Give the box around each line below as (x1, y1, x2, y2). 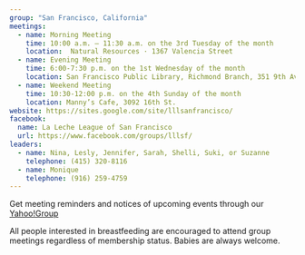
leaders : (9, 140, 43, 149)
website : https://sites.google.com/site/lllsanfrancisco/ (9, 106, 233, 115)
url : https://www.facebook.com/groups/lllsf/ (17, 132, 193, 141)
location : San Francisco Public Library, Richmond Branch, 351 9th (25, 73, 286, 82)
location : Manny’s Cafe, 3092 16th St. (25, 97, 177, 107)
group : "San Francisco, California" (9, 13, 148, 23)
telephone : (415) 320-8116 (25, 156, 128, 166)
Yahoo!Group (9, 208, 59, 219)
